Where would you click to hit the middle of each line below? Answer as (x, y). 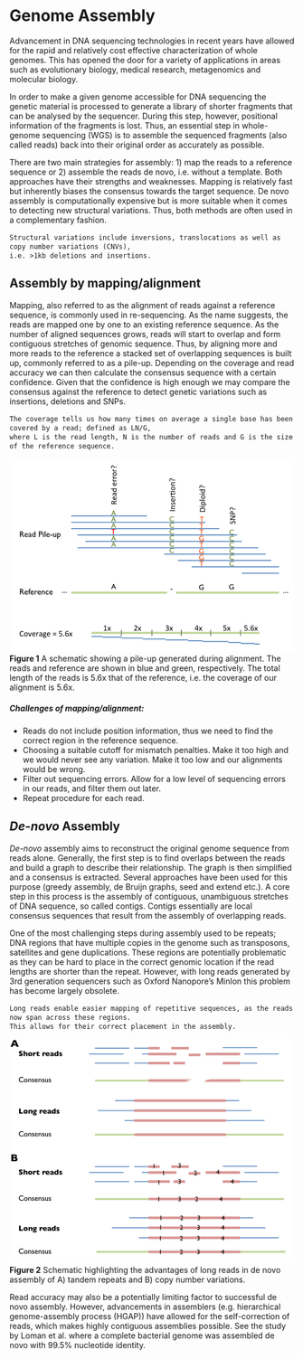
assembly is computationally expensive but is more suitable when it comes (148, 201)
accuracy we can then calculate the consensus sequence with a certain (143, 373)
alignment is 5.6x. (42, 687)
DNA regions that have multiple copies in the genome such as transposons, (150, 942)
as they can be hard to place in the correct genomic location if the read (142, 962)
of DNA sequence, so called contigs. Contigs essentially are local (131, 906)
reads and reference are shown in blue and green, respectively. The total (145, 668)
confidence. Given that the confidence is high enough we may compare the (150, 382)
